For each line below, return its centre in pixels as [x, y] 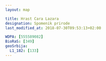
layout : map [17, 10]
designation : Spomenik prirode [38, 23]
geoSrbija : [16, 46]
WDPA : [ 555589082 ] [24, 37]
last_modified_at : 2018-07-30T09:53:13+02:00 [53, 28]
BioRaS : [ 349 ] [20, 42]
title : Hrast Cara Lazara [32, 19]
